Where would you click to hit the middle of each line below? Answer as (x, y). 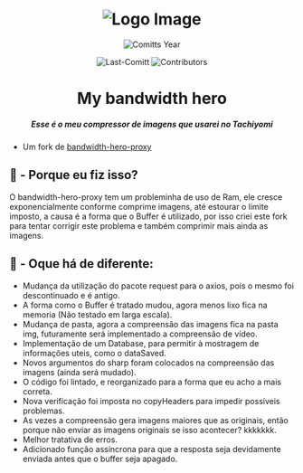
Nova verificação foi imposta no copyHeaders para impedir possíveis (151, 401)
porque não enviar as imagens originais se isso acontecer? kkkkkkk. (150, 430)
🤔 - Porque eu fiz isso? (74, 175)
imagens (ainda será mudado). (80, 372)
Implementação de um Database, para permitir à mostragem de (141, 343)
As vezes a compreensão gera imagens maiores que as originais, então (156, 420)
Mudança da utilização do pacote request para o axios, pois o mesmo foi (158, 286)
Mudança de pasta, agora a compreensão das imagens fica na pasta (150, 324)
